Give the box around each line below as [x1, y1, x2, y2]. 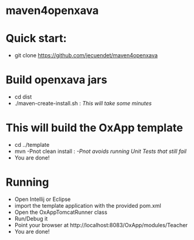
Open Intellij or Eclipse [14, 196, 71, 203]
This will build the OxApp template [5, 121, 183, 135]
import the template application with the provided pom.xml [14, 202, 162, 209]
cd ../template [14, 141, 50, 148]
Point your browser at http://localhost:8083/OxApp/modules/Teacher [14, 221, 188, 228]
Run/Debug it [14, 214, 48, 222]
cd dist [14, 93, 32, 101]
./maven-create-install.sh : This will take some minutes [14, 100, 152, 107]
